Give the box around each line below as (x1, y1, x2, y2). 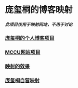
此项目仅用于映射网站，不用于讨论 (5, 21, 73, 27)
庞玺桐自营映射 (5, 77, 40, 84)
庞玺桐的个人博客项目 (5, 35, 54, 41)
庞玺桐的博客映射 (5, 4, 73, 15)
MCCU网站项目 (5, 49, 40, 56)
